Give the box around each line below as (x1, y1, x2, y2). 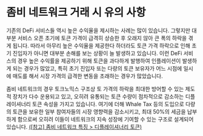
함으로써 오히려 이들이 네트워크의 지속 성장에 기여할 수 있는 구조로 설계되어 (17, 115, 194, 123)
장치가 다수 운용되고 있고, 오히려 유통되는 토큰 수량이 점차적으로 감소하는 (12, 92, 184, 100)
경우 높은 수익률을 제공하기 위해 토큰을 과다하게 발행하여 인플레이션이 (17, 57, 181, 64)
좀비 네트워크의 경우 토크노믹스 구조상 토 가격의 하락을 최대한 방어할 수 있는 (6, 85, 184, 92)
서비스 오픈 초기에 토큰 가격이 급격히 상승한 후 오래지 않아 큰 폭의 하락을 (17, 34, 187, 41)
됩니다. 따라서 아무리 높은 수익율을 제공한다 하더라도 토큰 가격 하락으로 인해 (12, 42, 191, 49)
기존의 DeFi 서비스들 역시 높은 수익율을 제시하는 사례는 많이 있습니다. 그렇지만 (6, 27, 191, 34)
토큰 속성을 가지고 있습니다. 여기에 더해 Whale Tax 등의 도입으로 (32, 100, 185, 107)
